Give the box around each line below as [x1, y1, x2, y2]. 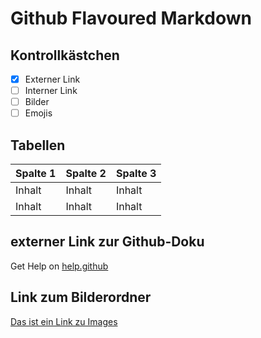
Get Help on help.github [10, 260, 109, 272]
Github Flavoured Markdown [10, 7, 252, 30]
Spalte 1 [15, 167, 57, 181]
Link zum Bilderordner [10, 289, 152, 306]
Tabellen [10, 137, 66, 154]
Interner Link [24, 85, 78, 97]
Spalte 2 [65, 167, 107, 181]
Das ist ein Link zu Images [10, 315, 118, 327]
